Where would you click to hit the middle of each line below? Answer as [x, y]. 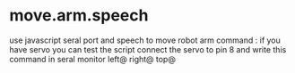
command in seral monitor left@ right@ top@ [93, 59]
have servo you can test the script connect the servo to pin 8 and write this [148, 49]
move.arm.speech [79, 16]
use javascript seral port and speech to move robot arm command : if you [145, 40]
